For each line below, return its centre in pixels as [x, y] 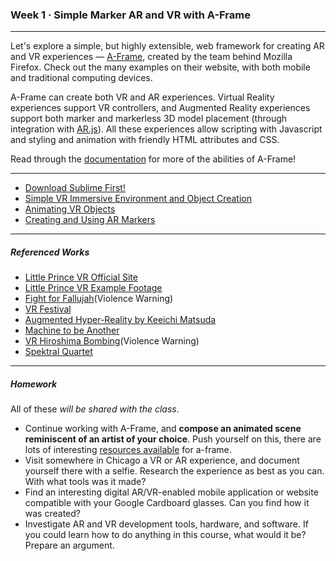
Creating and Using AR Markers [90, 220]
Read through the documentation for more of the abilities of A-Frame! [153, 159]
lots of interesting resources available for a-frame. [128, 450]
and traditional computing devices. [81, 78]
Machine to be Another [72, 330]
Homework [34, 384]
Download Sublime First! [75, 188]
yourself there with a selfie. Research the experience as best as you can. [174, 471]
